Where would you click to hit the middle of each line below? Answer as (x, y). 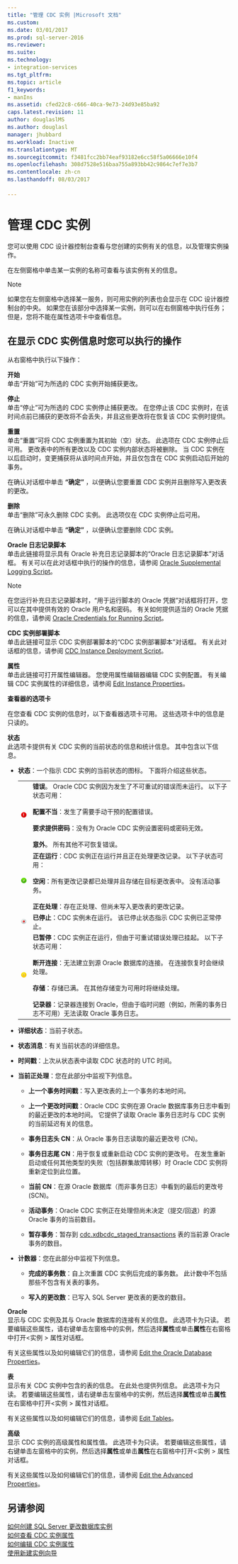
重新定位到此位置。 (56, 1171)
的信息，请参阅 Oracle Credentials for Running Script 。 (87, 618)
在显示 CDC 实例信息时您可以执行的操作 (95, 341)
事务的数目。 (47, 1243)
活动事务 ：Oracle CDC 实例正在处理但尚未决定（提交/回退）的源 (122, 1210)
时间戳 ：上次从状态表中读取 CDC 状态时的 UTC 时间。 (96, 1061)
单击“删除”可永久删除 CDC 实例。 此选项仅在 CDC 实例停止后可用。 (106, 515)
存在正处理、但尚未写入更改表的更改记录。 (125, 906)
